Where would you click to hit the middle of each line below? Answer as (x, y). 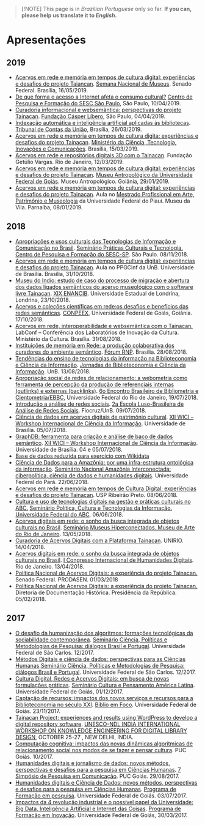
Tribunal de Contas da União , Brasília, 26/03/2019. (78, 129)
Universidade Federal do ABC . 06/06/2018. (69, 514)
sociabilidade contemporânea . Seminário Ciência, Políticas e (91, 640)
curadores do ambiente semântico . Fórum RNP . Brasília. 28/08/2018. (101, 352)
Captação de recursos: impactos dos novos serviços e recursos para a (104, 698)
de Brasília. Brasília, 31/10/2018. (55, 274)
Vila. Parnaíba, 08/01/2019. (49, 207)
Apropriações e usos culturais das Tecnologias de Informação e (95, 241)
